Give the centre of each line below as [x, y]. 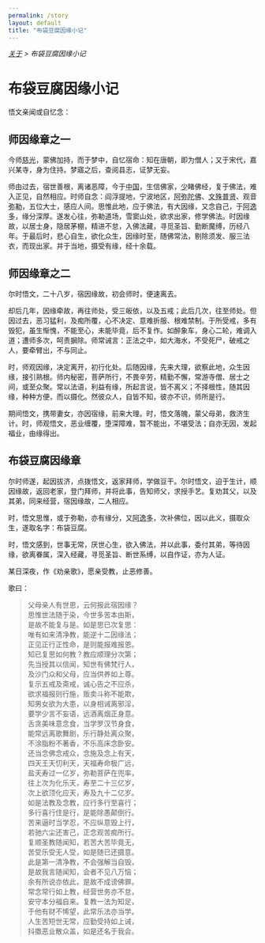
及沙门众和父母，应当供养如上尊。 [83, 674]
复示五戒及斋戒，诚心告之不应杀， [83, 684]
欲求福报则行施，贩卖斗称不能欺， [83, 694]
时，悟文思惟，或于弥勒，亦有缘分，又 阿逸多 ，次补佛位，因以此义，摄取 [125, 517]
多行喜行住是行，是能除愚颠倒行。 [83, 812]
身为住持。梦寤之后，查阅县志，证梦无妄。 [105, 170]
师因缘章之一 [39, 139]
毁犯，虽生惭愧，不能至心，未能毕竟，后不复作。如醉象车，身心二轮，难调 [129, 330]
